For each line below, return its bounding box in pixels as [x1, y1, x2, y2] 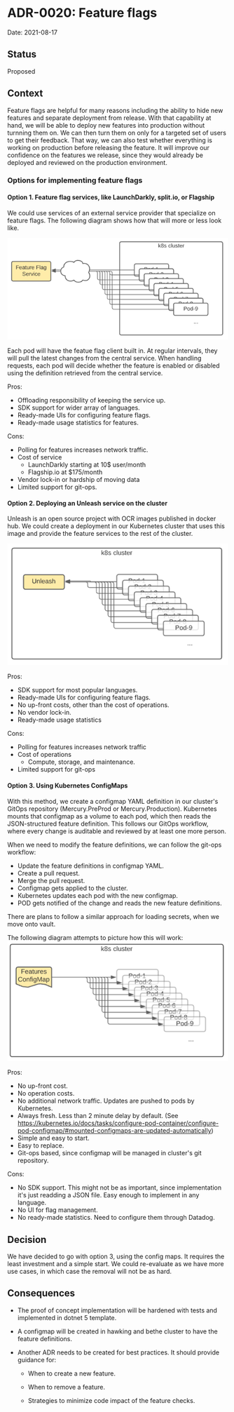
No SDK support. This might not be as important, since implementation [17, 1183, 222, 1192]
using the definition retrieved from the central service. [7, 369, 163, 377]
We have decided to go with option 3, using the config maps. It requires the [7, 1252, 225, 1260]
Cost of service [17, 453, 62, 462]
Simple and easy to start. [17, 1134, 90, 1143]
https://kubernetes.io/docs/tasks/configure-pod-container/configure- [17, 1119, 219, 1127]
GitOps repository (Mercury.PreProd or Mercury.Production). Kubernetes [7, 805, 217, 813]
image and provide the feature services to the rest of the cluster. [7, 530, 193, 538]
